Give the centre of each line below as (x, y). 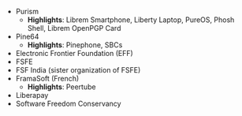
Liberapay (32, 95)
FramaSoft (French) (47, 79)
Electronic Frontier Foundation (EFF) (74, 53)
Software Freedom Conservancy (68, 103)
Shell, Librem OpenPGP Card (74, 28)
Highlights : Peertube (61, 87)
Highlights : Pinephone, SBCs (75, 45)
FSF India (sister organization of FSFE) (78, 70)
